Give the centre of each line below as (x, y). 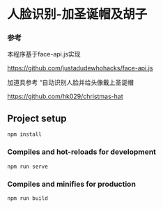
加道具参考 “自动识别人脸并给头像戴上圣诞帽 (71, 83)
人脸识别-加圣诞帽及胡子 (77, 14)
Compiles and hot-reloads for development (82, 152)
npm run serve (28, 167)
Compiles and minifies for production (71, 184)
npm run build (28, 198)
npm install (24, 134)
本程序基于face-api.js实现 (44, 54)
